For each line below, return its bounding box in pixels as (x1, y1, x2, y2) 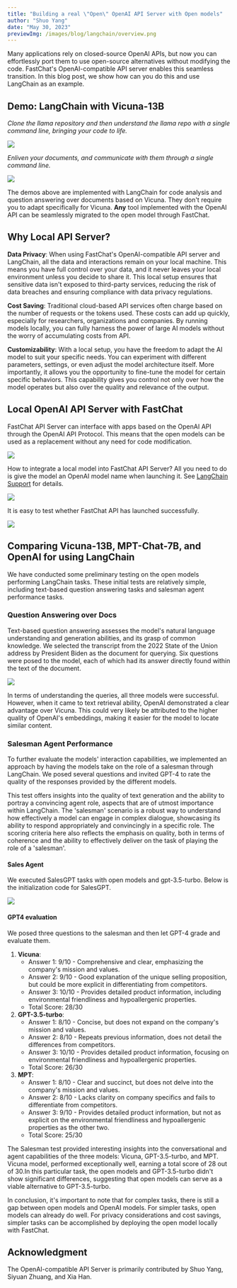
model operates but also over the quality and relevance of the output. (7, 383, 209, 391)
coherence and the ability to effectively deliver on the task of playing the (7, 837, 219, 845)
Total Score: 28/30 (28, 1002, 83, 1011)
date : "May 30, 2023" (7, 23, 71, 30)
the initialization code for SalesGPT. (7, 883, 112, 892)
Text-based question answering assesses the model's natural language (7, 626, 216, 635)
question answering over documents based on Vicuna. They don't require (7, 196, 222, 204)
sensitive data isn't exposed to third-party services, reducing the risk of (7, 280, 216, 288)
